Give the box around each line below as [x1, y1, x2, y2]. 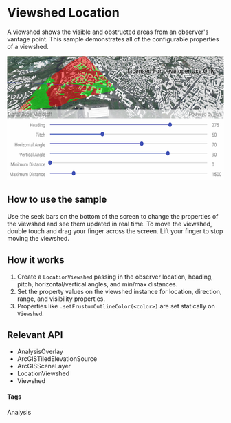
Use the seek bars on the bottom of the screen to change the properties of [7, 212, 219, 220]
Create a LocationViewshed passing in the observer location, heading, [16, 273, 213, 281]
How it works [7, 254, 65, 266]
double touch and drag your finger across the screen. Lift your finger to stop [7, 226, 223, 235]
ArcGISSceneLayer [16, 362, 71, 371]
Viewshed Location [7, 5, 120, 21]
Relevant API [7, 329, 63, 341]
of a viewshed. [7, 42, 49, 50]
